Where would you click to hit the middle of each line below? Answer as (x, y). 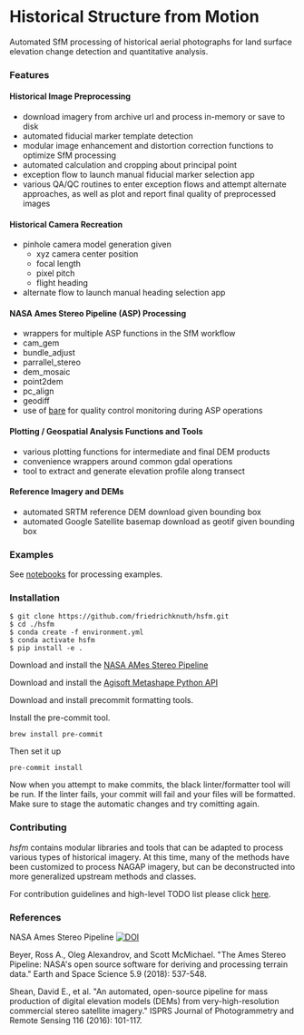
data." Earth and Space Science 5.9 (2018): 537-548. (108, 974)
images (36, 204)
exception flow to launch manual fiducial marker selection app (139, 175)
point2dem (43, 382)
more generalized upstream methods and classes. (103, 876)
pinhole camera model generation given (97, 244)
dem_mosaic (46, 372)
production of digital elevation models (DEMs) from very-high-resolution (144, 1001)
